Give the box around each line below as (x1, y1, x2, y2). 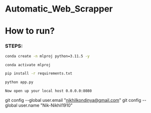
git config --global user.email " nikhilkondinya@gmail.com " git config (5, 98, 141, 103)
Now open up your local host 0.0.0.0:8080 (5, 88, 92, 94)
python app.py (5, 80, 34, 85)
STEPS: (5, 42, 23, 49)
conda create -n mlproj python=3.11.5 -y (5, 54, 90, 58)
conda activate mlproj (5, 62, 51, 67)
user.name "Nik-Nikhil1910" (18, 102, 73, 108)
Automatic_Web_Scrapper (5, 3, 113, 14)
